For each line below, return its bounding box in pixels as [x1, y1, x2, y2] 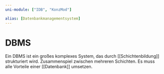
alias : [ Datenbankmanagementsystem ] [5, 16, 81, 21]
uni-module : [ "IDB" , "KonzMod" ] [5, 7, 72, 12]
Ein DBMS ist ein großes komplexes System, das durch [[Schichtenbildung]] [5, 53, 160, 59]
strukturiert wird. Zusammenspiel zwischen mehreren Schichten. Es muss [5, 58, 155, 64]
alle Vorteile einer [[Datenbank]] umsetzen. [5, 64, 93, 70]
